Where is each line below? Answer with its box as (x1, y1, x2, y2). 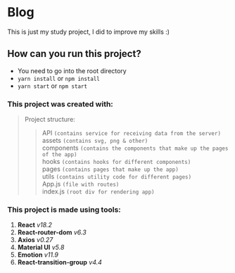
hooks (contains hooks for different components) (42, 158, 191, 166)
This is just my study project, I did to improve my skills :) (7, 27, 170, 36)
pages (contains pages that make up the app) (42, 165, 179, 173)
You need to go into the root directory (17, 66, 127, 75)
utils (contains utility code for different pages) (42, 172, 192, 181)
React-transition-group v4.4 (17, 258, 102, 267)
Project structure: (24, 115, 75, 124)
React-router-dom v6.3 (17, 228, 87, 236)
